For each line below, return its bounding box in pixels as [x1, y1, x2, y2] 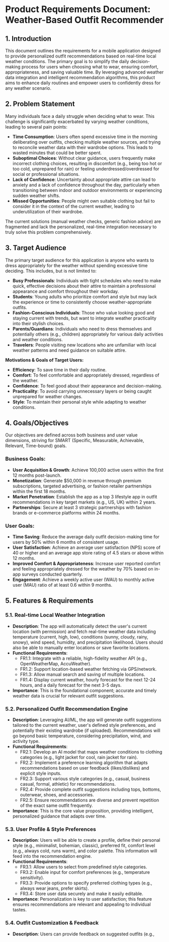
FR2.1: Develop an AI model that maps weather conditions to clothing [20, 749, 162, 755]
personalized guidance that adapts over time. [12, 813, 107, 820]
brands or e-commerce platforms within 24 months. [12, 510, 120, 516]
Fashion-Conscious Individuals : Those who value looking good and [12, 309, 155, 316]
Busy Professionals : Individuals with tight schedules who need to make [12, 277, 161, 283]
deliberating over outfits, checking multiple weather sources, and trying [12, 139, 161, 145]
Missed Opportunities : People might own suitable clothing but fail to [12, 198, 155, 204]
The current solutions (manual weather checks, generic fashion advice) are [5, 218, 161, 224]
